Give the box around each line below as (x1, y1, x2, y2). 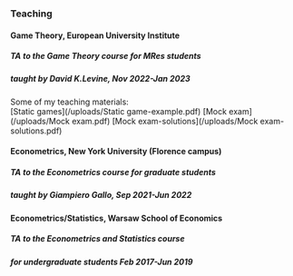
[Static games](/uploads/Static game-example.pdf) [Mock (10, 105, 228, 116)
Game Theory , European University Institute (10, 30, 181, 41)
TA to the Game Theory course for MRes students (10, 51, 202, 62)
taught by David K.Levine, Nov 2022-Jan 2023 (10, 74, 191, 84)
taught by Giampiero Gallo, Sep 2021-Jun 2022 (10, 190, 192, 201)
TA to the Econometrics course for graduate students (10, 167, 217, 178)
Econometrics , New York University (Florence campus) (10, 146, 222, 157)
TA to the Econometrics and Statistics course (10, 233, 185, 244)
